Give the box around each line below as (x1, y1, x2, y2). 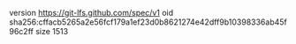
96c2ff (9, 26, 34, 36)
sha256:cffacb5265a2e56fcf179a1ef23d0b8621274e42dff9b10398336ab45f (9, 17, 287, 27)
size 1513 (34, 26, 69, 36)
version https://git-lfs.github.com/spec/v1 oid (9, 8, 174, 18)
